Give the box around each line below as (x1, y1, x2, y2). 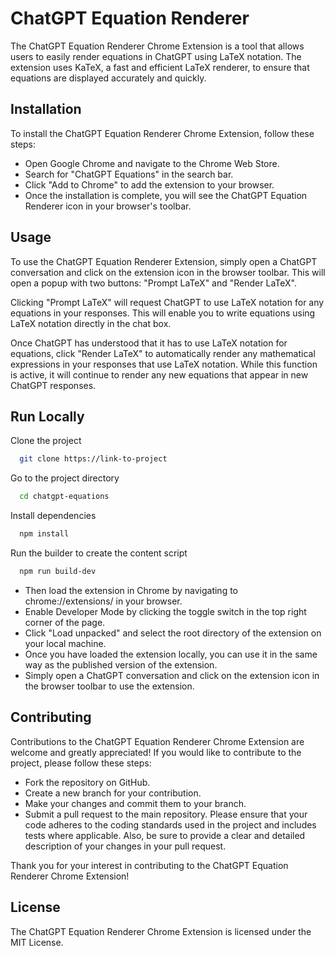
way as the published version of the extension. (24, 658, 218, 671)
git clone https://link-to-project (19, 454, 168, 464)
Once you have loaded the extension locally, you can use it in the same (24, 648, 318, 660)
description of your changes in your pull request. (24, 840, 227, 852)
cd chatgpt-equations (19, 492, 110, 502)
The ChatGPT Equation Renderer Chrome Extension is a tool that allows (10, 40, 305, 52)
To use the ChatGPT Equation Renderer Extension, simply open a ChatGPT (10, 255, 318, 267)
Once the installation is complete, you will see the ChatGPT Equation (24, 189, 308, 201)
